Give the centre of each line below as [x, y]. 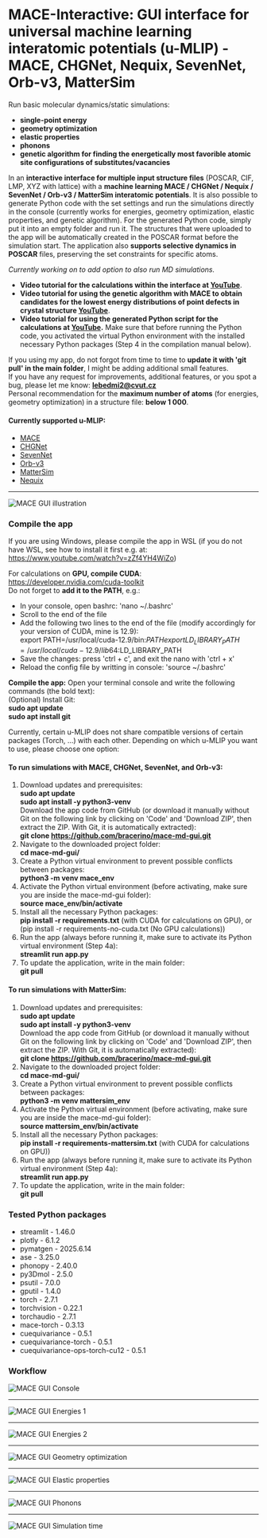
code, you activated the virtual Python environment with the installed [132, 336]
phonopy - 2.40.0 [48, 1265]
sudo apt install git [40, 717]
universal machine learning [100, 31]
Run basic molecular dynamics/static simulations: [89, 104]
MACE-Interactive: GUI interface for [129, 15]
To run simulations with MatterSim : [68, 989]
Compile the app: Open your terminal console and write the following [122, 682]
